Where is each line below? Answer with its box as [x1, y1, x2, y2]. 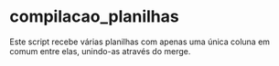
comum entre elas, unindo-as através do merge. [9, 45, 191, 56]
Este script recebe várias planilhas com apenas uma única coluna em [9, 36, 271, 47]
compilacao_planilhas [9, 6, 180, 27]
